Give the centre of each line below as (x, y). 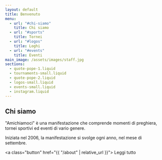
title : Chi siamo (31, 28)
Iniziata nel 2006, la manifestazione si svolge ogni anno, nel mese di (73, 138)
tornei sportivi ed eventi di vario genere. (45, 128)
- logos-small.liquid (31, 82)
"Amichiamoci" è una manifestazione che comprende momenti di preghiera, (81, 123)
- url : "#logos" (26, 42)
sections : (15, 64)
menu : (10, 19)
